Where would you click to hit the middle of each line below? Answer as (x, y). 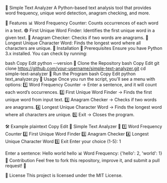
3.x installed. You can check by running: (46, 53)
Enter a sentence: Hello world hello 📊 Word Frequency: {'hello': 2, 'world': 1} (84, 153)
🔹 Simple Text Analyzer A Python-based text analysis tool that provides (78, 8)
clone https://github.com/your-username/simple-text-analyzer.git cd (76, 68)
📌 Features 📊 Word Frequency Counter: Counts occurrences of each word (82, 23)
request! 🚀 (16, 166)
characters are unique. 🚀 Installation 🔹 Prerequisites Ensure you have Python (84, 48)
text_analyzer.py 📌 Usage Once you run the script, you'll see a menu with (80, 79)
